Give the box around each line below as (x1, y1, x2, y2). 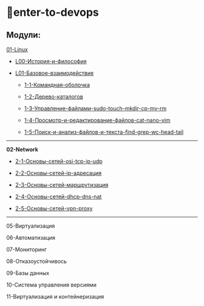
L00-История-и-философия (15, 58, 87, 64)
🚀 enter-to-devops (6, 5, 99, 19)
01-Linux (6, 46, 29, 53)
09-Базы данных (6, 269, 50, 276)
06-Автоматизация (6, 234, 56, 241)
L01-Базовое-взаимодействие (15, 69, 94, 77)
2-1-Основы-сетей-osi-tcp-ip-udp (15, 158, 103, 165)
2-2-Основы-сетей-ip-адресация (15, 170, 102, 176)
